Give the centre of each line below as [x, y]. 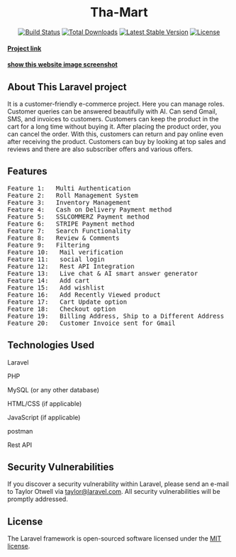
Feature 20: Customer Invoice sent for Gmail [91, 323]
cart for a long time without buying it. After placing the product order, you [114, 126]
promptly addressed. [38, 499]
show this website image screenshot [63, 65]
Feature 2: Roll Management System [73, 195]
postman [20, 431]
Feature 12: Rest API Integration [71, 266]
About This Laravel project [67, 87]
